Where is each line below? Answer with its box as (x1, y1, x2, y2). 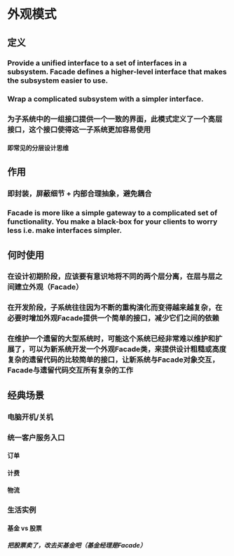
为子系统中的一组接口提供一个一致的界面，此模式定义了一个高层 (7, 114, 223, 124)
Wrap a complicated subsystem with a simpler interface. (7, 94, 204, 104)
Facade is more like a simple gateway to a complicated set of (7, 208, 218, 218)
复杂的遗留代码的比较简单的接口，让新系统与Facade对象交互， (7, 355, 219, 365)
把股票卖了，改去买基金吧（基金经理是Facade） (7, 541, 146, 550)
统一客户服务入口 (7, 433, 65, 442)
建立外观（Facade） (14, 282, 83, 292)
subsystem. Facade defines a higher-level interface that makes (7, 67, 227, 76)
